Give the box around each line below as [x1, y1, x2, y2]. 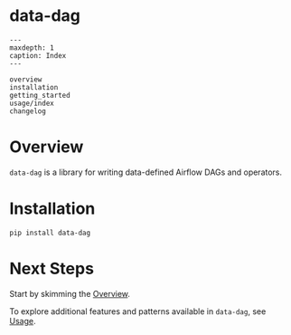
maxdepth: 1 [9, 43, 54, 53]
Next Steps [9, 259, 95, 279]
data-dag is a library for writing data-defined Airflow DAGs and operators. [9, 167, 283, 177]
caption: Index [9, 51, 67, 60]
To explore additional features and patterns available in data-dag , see [9, 305, 267, 317]
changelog [9, 106, 47, 116]
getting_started [9, 91, 70, 100]
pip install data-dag [9, 228, 91, 237]
